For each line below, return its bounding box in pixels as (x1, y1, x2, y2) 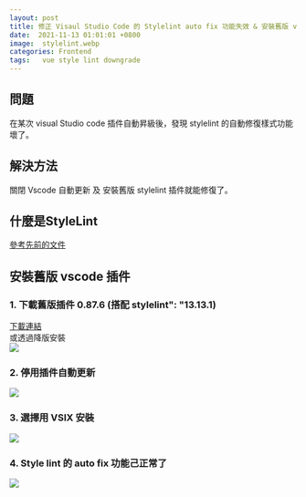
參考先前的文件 (9, 239, 66, 251)
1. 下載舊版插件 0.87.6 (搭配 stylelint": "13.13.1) (9, 298, 216, 311)
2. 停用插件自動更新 (9, 367, 96, 379)
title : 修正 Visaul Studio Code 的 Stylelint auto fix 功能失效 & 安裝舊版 (9, 22, 290, 31)
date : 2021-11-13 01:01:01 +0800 (9, 30, 142, 39)
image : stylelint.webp (9, 38, 100, 48)
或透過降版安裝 (9, 332, 66, 343)
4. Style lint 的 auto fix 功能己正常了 (9, 457, 167, 470)
